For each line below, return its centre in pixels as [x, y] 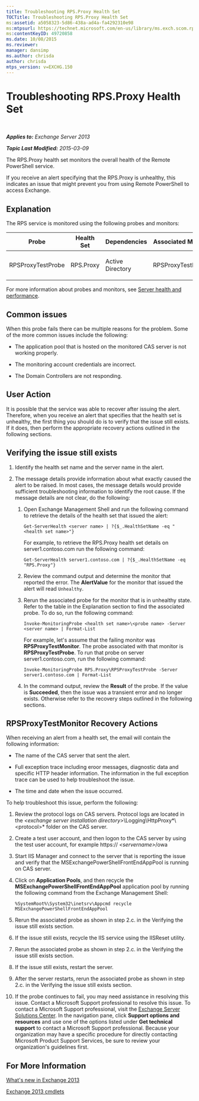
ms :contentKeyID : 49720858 [39, 34]
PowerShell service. [31, 166]
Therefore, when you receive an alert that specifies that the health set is [94, 415]
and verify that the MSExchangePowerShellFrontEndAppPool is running [102, 863]
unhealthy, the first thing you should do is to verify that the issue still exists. [98, 421]
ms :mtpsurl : [21, 28]
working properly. [36, 353]
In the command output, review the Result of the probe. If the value [106, 686]
